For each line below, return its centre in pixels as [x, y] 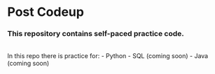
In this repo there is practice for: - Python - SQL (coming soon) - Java [108, 56]
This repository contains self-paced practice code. [96, 34]
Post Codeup [46, 12]
